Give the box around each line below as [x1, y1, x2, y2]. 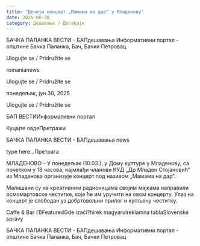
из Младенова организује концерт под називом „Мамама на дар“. [6, 172, 176, 180]
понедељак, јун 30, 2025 [6, 90, 70, 97]
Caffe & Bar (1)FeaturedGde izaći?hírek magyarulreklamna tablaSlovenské [6, 209, 189, 216]
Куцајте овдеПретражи [6, 125, 66, 132]
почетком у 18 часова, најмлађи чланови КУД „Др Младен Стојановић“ [6, 166, 190, 174]
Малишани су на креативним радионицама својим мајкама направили [6, 184, 189, 192]
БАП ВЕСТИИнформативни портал [6, 113, 95, 121]
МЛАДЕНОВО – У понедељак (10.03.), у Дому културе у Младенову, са [6, 160, 190, 167]
